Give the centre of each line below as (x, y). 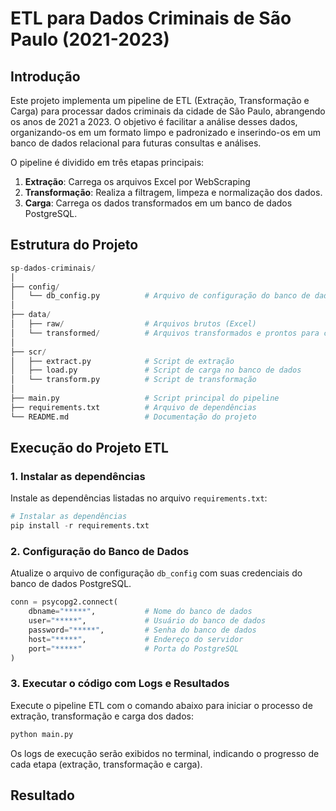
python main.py (42, 734)
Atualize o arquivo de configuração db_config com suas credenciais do (156, 573)
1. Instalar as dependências (78, 476)
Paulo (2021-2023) (90, 39)
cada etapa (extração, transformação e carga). (106, 764)
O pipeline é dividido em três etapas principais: (107, 162)
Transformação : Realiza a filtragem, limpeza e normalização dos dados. (173, 192)
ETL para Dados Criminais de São (151, 18)
